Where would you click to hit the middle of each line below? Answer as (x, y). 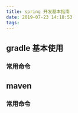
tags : (13, 22)
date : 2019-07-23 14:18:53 (39, 17)
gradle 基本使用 (35, 48)
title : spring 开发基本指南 (38, 12)
